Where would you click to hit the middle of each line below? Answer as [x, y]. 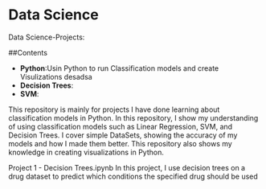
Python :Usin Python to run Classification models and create [119, 68]
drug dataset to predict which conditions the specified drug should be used [133, 176]
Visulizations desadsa [56, 76]
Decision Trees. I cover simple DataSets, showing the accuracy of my [123, 135]
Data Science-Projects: [47, 37]
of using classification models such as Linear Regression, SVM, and [121, 126]
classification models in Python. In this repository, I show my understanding [133, 117]
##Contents [28, 52]
